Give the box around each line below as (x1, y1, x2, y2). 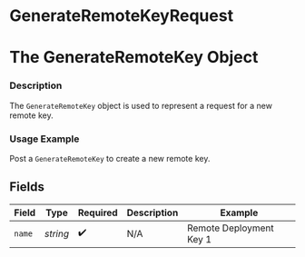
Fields (9, 179, 45, 195)
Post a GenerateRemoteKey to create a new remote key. (9, 153, 211, 163)
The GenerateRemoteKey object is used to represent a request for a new (9, 100, 272, 111)
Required (77, 206, 118, 219)
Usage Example (9, 133, 80, 145)
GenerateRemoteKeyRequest (9, 5, 234, 26)
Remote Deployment (187, 222, 274, 234)
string (44, 227, 70, 240)
